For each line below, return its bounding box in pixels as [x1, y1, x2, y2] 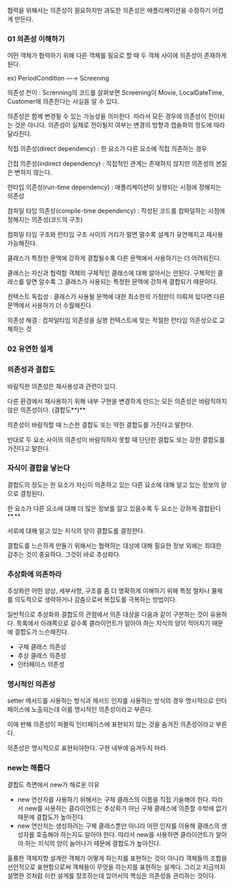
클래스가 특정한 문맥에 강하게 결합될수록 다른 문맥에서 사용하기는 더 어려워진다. [7, 254, 222, 263]
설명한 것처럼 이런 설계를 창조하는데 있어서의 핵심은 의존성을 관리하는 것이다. [7, 871, 217, 880]
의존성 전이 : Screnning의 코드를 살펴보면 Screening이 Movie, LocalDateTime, [7, 88, 224, 97]
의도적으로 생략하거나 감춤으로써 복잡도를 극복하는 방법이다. [14, 595, 177, 604]
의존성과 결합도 [7, 365, 56, 375]
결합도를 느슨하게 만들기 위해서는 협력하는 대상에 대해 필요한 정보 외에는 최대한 [7, 541, 222, 550]
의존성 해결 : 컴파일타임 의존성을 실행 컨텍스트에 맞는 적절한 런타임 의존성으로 [7, 316, 218, 324]
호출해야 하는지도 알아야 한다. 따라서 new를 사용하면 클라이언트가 [36, 830, 214, 838]
